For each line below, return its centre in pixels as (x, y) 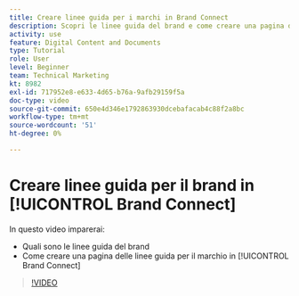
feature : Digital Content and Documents (85, 42)
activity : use (36, 34)
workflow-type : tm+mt (49, 117)
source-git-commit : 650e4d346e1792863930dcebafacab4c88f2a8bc (127, 109)
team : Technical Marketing (59, 76)
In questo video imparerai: (57, 229)
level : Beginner (39, 68)
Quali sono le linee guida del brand (85, 246)
